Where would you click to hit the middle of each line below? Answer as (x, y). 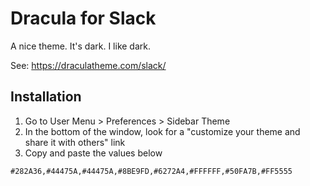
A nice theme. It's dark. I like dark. (81, 46)
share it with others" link (75, 142)
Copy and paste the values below (93, 153)
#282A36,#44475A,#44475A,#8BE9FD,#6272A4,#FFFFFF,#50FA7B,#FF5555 (151, 171)
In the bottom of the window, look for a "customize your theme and (162, 131)
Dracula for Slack (83, 18)
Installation (46, 97)
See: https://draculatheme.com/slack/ (88, 65)
